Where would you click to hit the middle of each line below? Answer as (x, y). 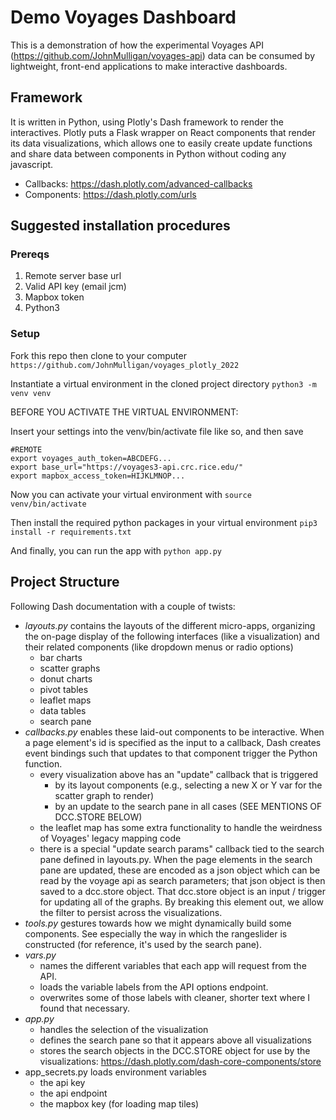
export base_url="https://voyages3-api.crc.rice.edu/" (127, 467)
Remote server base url (73, 276)
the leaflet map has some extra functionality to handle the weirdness (181, 827)
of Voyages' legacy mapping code (110, 838)
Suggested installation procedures (120, 226)
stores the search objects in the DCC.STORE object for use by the (175, 1050)
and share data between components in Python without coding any (148, 153)
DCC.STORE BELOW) (98, 817)
